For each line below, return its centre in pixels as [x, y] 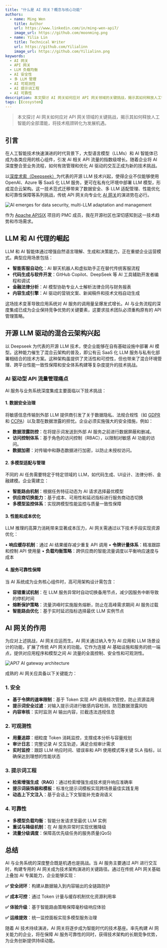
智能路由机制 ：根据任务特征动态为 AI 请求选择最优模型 [68, 491]
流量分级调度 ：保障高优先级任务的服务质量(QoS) [62, 833]
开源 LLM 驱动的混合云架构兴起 [53, 333]
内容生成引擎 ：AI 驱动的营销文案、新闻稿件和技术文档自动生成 [76, 293]
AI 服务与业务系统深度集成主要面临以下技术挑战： [56, 390]
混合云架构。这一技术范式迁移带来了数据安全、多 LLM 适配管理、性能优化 [85, 188]
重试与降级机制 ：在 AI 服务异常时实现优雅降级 [59, 827]
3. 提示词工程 [21, 770]
